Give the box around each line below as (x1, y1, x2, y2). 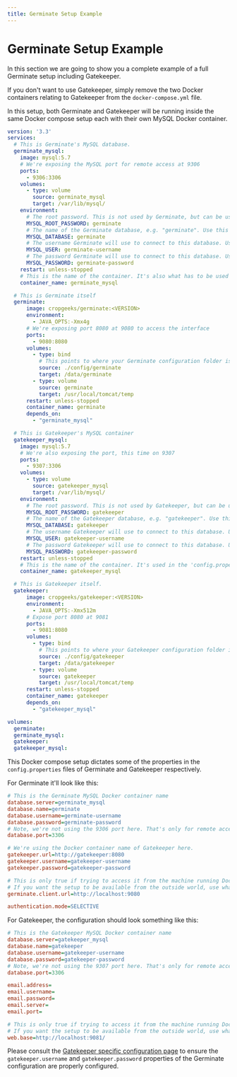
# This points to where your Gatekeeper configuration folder (38, 647, 226, 654)
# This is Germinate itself (13, 292, 97, 299)
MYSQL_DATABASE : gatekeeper (25, 522, 109, 529)
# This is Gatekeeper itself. (13, 581, 102, 588)
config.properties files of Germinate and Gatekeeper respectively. (7, 765, 202, 773)
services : (7, 134, 37, 142)
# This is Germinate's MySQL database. (13, 141, 131, 149)
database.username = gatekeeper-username (7, 949, 125, 956)
